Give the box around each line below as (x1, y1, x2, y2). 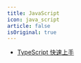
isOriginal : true (7, 28, 57, 36)
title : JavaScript (7, 9, 60, 17)
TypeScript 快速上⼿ (16, 48, 74, 56)
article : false (7, 22, 51, 29)
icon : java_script (7, 16, 60, 23)
